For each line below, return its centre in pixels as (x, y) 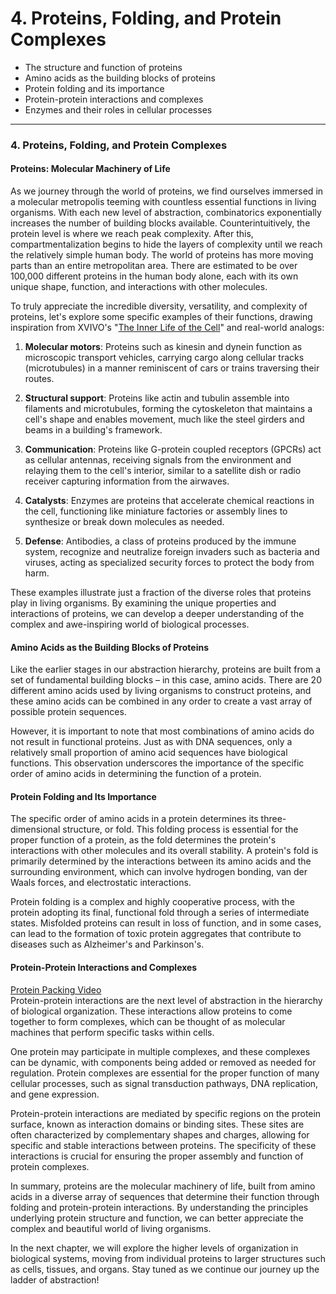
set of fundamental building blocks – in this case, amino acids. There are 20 (166, 680)
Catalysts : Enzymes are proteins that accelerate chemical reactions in (169, 501)
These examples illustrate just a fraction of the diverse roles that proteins (161, 593)
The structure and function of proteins (103, 67)
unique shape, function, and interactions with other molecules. (139, 287)
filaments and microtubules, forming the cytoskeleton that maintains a (168, 409)
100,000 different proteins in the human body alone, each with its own (154, 276)
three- (273, 819)
